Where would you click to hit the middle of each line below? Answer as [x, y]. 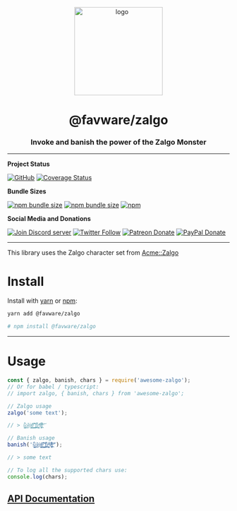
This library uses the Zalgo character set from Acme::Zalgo [93, 253]
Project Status [29, 164]
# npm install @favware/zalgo [52, 327]
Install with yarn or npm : [42, 301]
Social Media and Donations [49, 219]
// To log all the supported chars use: [68, 470]
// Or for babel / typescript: [53, 387]
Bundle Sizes [27, 191]
